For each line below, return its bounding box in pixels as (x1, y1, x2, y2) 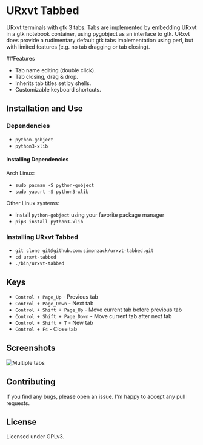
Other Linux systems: (6, 199, 59, 206)
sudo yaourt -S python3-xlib (15, 189, 89, 195)
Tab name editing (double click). (15, 66, 96, 73)
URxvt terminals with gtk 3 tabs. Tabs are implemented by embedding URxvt (6, 24, 197, 31)
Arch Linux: (6, 169, 35, 177)
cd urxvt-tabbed (15, 254, 56, 260)
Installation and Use (6, 104, 83, 114)
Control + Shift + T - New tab (15, 319, 94, 326)
